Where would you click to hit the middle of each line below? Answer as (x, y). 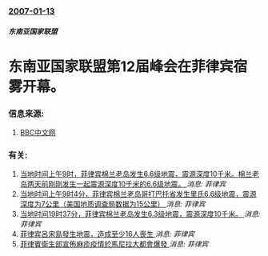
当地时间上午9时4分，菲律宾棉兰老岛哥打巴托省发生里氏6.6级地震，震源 (138, 194)
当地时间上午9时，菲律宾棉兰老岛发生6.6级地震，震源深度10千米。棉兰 (136, 174)
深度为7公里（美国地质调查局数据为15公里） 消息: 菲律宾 (112, 204)
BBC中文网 (38, 132)
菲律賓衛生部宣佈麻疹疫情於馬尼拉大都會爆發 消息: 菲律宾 (114, 244)
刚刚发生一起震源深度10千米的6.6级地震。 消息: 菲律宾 (137, 184)
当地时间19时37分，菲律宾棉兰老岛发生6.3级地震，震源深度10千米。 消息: (140, 214)
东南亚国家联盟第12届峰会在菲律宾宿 (128, 66)
